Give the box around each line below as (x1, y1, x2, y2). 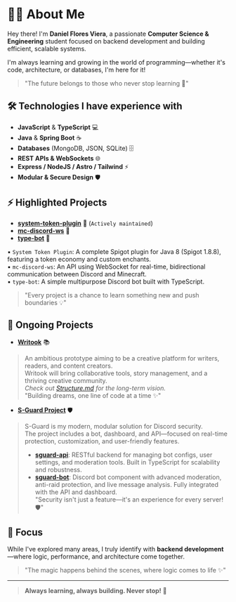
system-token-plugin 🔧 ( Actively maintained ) (17, 219, 153, 227)
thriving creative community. (24, 377, 107, 385)
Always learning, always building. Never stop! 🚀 (24, 587, 167, 595)
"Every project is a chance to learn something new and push (24, 290, 199, 299)
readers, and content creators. (24, 361, 113, 370)
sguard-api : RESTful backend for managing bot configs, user (34, 450, 213, 459)
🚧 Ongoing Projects (7, 319, 93, 330)
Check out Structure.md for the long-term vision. (24, 384, 166, 392)
